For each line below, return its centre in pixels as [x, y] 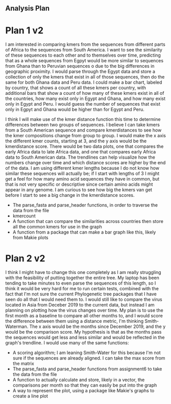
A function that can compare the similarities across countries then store [88, 221]
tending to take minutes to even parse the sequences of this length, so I [81, 283]
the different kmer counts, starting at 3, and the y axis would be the [76, 141]
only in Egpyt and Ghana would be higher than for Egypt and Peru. [75, 110]
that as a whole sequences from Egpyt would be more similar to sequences [84, 61]
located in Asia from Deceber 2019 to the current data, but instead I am [80, 305]
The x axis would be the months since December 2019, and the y [97, 326]
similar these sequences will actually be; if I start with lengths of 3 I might [82, 173]
